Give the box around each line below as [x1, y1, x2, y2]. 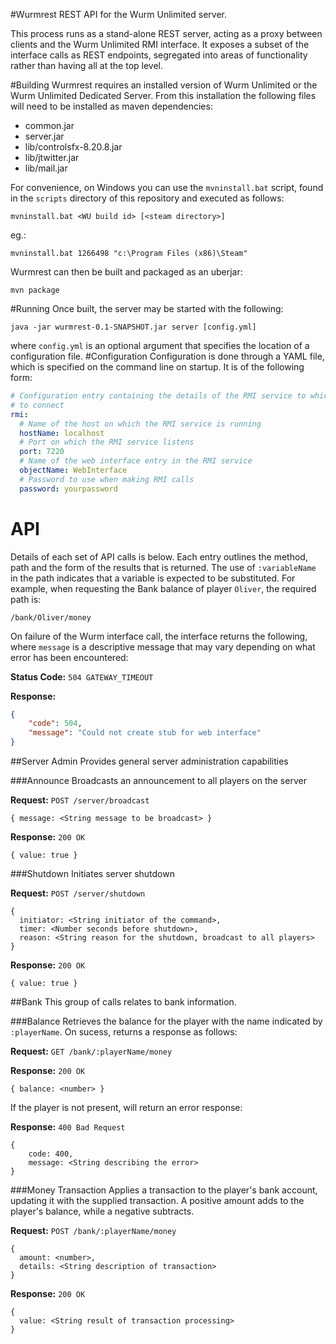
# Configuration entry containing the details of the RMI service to [10, 391, 307, 401]
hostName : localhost [19, 428, 105, 438]
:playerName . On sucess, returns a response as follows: [10, 1026, 238, 1038]
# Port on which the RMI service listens [19, 437, 195, 448]
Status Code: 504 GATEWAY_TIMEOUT [10, 670, 154, 683]
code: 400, [28, 1149, 74, 1159]
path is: [10, 593, 42, 605]
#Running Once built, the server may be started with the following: [10, 303, 284, 314]
